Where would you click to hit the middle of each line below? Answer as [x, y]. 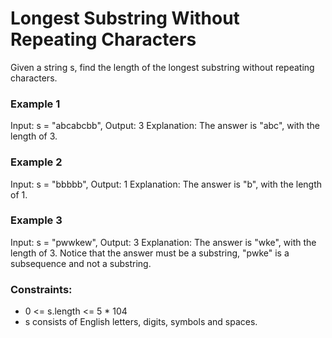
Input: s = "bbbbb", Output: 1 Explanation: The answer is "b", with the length [166, 184]
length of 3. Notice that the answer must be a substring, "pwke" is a [150, 253]
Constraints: [41, 289]
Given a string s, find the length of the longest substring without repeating [162, 67]
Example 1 [35, 104]
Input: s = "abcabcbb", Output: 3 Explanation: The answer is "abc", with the [165, 126]
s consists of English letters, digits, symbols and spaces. [141, 322]
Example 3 [36, 220]
